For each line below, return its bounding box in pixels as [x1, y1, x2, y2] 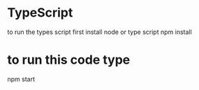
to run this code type [7, 52, 131, 68]
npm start [7, 75, 36, 83]
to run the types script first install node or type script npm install [7, 28, 192, 36]
